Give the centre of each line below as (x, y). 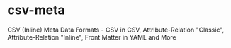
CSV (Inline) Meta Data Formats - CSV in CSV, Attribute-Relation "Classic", (116, 30)
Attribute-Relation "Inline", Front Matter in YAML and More (92, 37)
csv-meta (36, 10)
